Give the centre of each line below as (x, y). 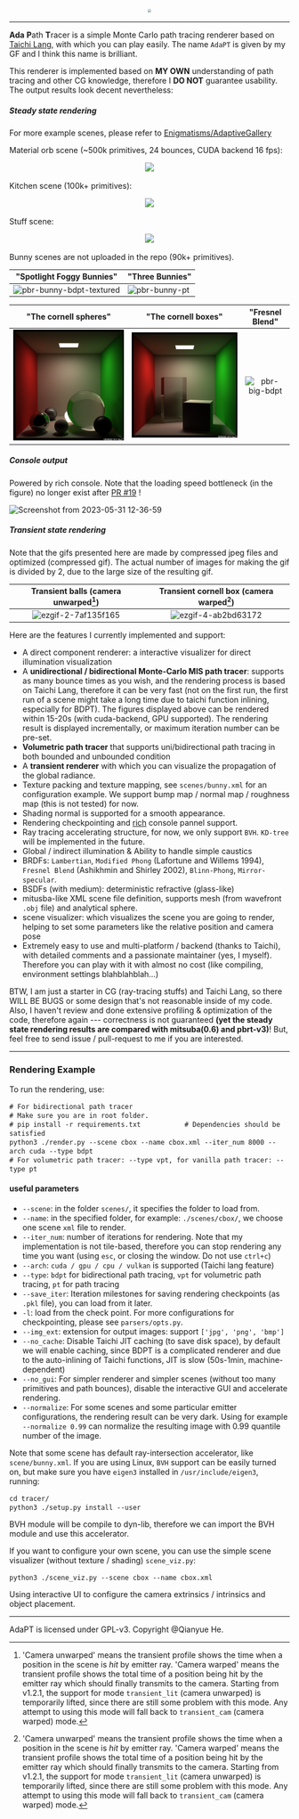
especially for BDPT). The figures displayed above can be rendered (145, 709)
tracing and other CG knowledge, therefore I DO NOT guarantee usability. (144, 81)
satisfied (28, 1133)
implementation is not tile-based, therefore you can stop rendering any (152, 1246)
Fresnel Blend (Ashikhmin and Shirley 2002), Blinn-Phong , (129, 869)
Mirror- (252, 870)
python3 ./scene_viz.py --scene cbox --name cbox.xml (111, 1578)
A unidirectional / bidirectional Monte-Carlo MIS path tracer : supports (153, 671)
